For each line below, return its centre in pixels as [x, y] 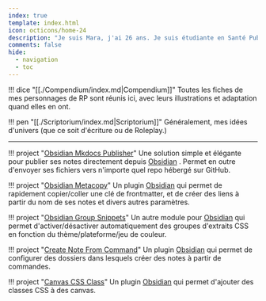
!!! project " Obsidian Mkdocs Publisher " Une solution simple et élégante [125, 153]
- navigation [37, 60]
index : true [28, 15]
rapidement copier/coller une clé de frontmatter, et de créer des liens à [124, 193]
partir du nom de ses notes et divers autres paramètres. [99, 202]
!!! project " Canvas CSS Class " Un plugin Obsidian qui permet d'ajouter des [131, 281]
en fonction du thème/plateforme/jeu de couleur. [87, 234]
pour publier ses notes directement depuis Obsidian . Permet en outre [122, 161]
